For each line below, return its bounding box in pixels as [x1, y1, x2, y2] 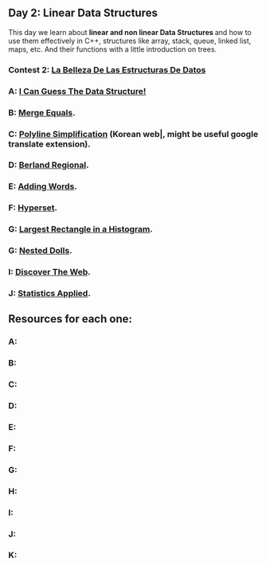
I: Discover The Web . [8, 267, 91, 278]
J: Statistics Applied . [8, 287, 92, 299]
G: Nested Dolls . [8, 245, 73, 256]
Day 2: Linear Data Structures [8, 6, 158, 20]
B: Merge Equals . [8, 107, 76, 118]
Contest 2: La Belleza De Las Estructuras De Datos [8, 64, 206, 75]
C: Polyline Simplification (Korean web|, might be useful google [8, 128, 259, 139]
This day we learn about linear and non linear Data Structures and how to [8, 27, 252, 37]
